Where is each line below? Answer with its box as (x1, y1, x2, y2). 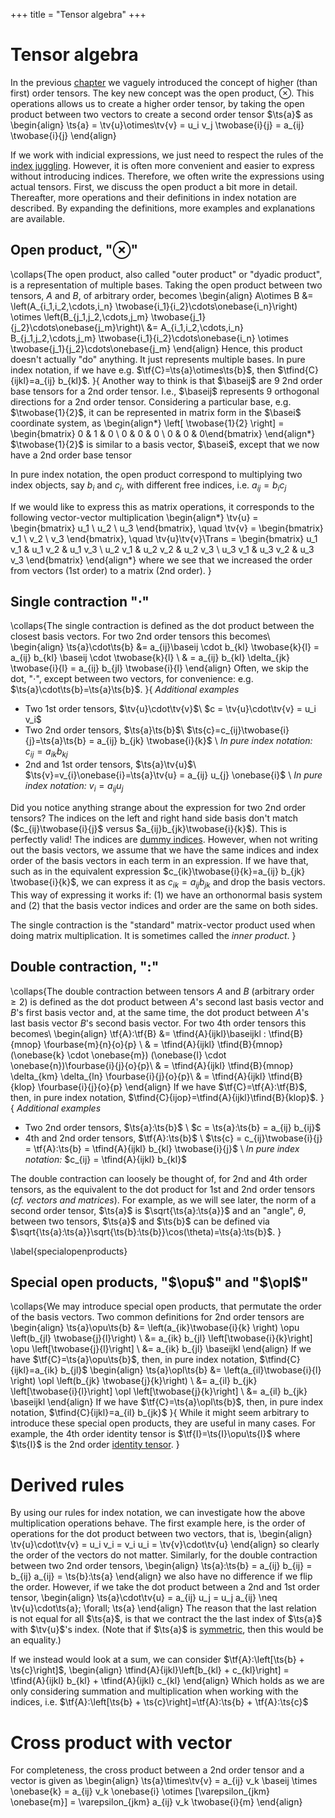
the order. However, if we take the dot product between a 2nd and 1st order (10, 1581, 320, 1593)
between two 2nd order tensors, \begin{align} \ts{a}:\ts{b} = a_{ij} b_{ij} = (10, 1560, 313, 1572)
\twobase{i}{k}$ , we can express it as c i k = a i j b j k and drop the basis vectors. (10, 875, 326, 890)
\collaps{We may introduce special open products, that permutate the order (10, 1300, 322, 1313)
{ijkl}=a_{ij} (10, 374, 57, 386)
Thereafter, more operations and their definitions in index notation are (10, 191, 297, 203)
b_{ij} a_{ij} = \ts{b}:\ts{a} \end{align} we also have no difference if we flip (10, 1570, 313, 1583)
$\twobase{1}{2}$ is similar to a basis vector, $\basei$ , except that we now (10, 438, 320, 450)
